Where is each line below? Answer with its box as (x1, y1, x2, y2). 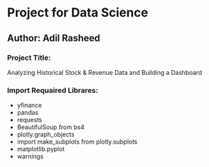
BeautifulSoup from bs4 (16, 123, 85, 131)
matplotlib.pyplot (16, 145, 65, 153)
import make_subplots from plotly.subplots (16, 137, 138, 146)
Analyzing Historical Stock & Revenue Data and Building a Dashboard (7, 68, 202, 76)
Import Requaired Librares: (7, 85, 99, 95)
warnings (16, 153, 44, 161)
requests (16, 115, 42, 124)
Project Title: (7, 53, 51, 63)
